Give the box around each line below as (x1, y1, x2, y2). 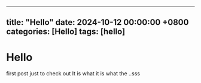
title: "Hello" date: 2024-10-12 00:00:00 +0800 (6, 17, 189, 27)
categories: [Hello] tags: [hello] (6, 27, 126, 37)
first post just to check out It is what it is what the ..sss (6, 70, 141, 77)
